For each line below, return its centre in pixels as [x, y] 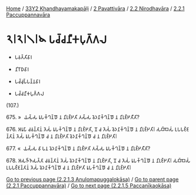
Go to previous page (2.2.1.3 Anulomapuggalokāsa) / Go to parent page [92, 179]
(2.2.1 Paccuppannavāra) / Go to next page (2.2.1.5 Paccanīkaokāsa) [89, 186]
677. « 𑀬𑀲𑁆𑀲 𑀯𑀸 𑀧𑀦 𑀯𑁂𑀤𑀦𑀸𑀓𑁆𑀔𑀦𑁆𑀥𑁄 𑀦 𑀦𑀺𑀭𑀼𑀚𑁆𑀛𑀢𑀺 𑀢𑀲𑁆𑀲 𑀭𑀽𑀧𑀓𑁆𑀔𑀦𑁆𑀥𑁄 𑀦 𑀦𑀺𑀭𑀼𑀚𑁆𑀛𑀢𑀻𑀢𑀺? [78, 148]
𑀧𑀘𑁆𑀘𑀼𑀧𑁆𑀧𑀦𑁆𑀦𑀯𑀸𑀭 [27, 81]
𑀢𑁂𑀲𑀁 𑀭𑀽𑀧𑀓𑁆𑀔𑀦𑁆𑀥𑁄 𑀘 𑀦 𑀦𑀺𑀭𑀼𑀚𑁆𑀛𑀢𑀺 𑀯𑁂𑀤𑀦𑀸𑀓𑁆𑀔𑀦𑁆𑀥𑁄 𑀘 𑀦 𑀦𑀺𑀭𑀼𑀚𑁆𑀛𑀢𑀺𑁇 [67, 136]
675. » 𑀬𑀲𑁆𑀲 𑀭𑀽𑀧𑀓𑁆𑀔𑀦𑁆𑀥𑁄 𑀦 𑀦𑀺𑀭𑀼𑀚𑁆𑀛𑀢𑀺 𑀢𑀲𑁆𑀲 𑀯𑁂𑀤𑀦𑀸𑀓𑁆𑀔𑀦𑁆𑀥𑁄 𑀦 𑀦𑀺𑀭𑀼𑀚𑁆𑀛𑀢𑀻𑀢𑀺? [73, 117]
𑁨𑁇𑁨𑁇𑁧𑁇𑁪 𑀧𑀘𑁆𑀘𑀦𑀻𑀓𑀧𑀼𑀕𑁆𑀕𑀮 [57, 40]
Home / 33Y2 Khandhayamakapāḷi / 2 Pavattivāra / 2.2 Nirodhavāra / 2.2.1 [95, 9]
